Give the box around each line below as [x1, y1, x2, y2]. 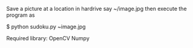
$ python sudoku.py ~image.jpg [6, 23, 86, 30]
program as [6, 11, 35, 19]
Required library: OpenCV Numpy [6, 35, 90, 41]
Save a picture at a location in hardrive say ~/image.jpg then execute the [6, 5, 187, 12]
